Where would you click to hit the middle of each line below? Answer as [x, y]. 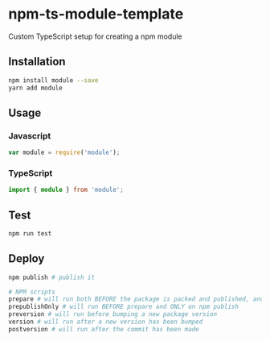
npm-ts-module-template [96, 14]
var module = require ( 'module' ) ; [64, 153]
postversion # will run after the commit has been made [104, 329]
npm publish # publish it [51, 277]
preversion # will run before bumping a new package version [113, 314]
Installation [37, 62]
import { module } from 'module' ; [66, 190]
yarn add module [35, 88]
